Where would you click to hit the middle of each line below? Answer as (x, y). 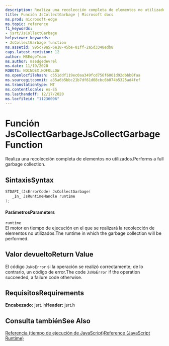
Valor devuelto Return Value (50, 254)
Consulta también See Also (48, 321)
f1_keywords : (19, 29)
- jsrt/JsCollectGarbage (31, 33)
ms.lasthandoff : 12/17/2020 (35, 94)
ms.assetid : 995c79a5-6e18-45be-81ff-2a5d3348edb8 (59, 47)
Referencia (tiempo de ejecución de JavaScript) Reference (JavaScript (78, 333)
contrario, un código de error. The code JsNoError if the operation (73, 272)
